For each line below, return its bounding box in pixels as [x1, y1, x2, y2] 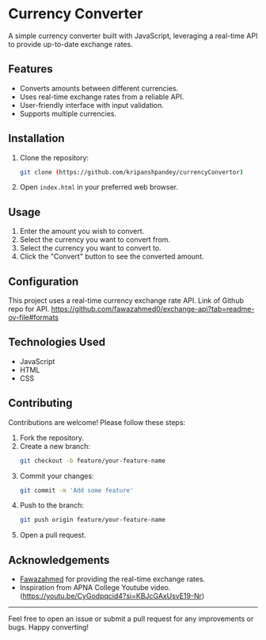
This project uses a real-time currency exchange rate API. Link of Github [8, 296, 244, 305]
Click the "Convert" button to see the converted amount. [19, 251, 204, 262]
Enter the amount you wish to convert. [19, 227, 145, 236]
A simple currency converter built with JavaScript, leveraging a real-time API [8, 31, 258, 40]
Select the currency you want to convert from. [19, 235, 170, 244]
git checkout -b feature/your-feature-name [19, 457, 166, 465]
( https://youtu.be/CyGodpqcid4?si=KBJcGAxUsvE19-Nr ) [19, 592, 205, 601]
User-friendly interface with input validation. [19, 100, 165, 109]
